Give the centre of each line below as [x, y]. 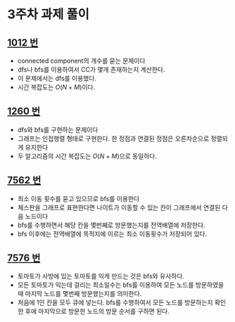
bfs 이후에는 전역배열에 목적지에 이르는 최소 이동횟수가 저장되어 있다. [112, 233]
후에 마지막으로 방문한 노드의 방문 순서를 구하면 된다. [97, 311]
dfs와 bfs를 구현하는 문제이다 [58, 129]
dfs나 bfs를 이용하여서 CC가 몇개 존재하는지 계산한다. [91, 70]
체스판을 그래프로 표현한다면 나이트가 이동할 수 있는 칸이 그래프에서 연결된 [119, 207]
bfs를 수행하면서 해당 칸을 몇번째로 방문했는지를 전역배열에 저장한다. [111, 225]
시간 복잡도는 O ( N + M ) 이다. [56, 87]
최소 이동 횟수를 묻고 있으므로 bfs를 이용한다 [78, 198]
